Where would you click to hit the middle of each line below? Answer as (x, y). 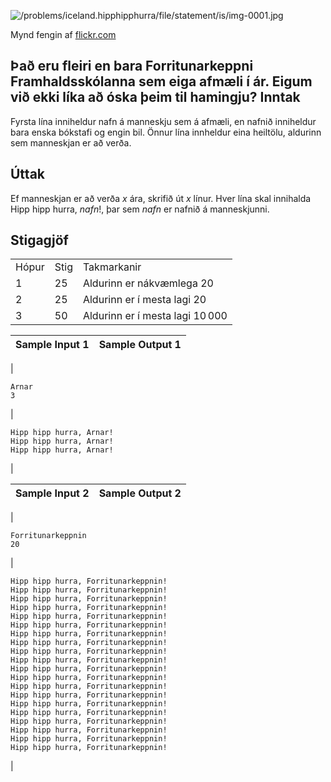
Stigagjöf (39, 240)
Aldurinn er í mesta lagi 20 (144, 300)
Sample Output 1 (140, 345)
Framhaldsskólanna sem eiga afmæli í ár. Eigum (161, 81)
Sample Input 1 (52, 345)
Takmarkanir (112, 267)
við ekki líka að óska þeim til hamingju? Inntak (155, 97)
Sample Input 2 (52, 493)
